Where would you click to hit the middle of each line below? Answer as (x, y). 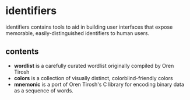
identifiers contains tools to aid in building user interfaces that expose (89, 27)
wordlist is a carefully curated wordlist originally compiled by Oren (94, 65)
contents (22, 52)
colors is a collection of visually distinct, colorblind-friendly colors (93, 78)
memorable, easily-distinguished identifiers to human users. (78, 33)
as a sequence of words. (43, 90)
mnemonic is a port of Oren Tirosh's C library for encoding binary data (99, 84)
